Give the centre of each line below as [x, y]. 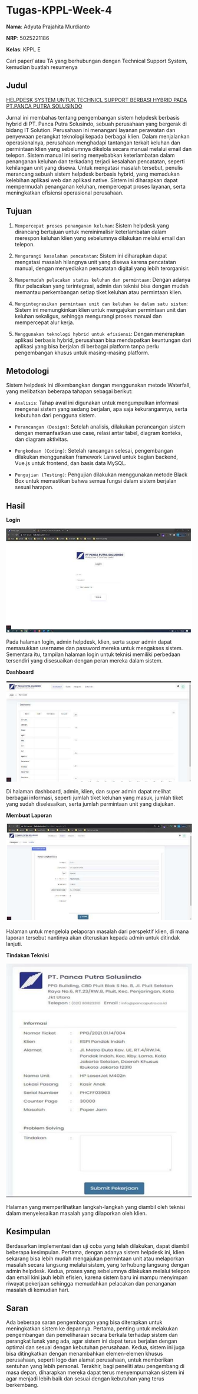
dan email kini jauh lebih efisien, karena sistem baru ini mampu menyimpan [97, 1277]
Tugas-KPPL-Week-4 [59, 10]
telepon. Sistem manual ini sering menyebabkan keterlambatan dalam [90, 155]
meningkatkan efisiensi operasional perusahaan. [65, 193]
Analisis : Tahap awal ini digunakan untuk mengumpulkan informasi [96, 403]
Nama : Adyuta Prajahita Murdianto [48, 27]
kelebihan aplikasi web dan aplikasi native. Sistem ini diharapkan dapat [92, 180]
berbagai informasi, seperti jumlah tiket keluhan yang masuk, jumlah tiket [95, 797]
